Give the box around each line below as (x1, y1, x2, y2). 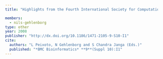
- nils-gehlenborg (9, 20, 47, 25)
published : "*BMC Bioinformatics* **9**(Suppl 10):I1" (9, 47, 123, 52)
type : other (5, 24, 29, 29)
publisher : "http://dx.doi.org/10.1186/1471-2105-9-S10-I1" (5, 34, 130, 38)
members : (5, 15, 23, 21)
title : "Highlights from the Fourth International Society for (5, 7, 136, 12)
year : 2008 (5, 29, 27, 34)
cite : (5, 38, 16, 43)
